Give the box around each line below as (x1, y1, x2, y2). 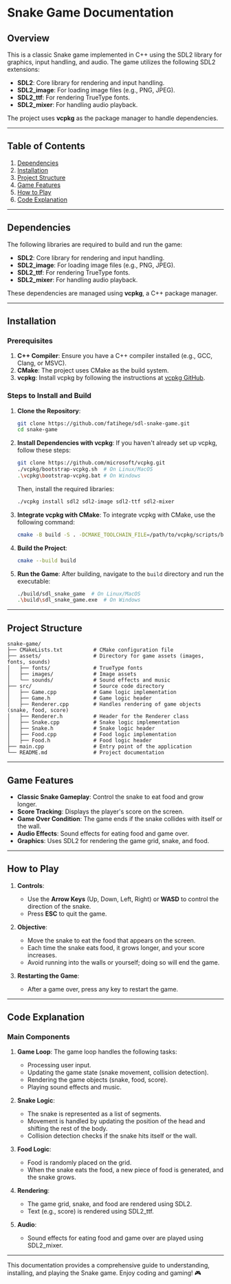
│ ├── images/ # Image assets (7, 671, 137, 678)
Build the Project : (16, 544, 67, 552)
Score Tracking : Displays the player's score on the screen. (16, 807, 184, 816)
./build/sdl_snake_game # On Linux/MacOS (16, 590, 141, 597)
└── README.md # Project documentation (7, 749, 165, 756)
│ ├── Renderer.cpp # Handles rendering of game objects (7, 701, 201, 708)
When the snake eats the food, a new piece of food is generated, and (27, 1166, 224, 1174)
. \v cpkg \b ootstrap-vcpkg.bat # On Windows (16, 473, 141, 480)
